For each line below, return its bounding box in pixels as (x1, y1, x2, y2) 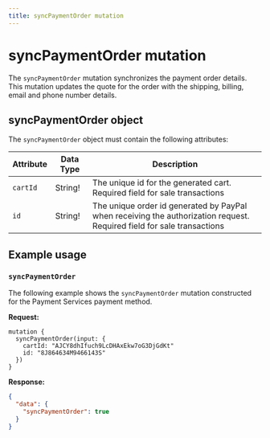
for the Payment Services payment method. (8, 297, 153, 306)
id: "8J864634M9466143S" (22, 349, 106, 358)
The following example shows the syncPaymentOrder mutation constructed (8, 289, 252, 298)
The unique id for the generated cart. (92, 178, 231, 189)
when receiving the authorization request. (92, 211, 250, 222)
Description (152, 158, 198, 170)
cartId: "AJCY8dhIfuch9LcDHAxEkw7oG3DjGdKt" (22, 342, 174, 350)
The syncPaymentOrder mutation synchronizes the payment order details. (8, 73, 247, 83)
